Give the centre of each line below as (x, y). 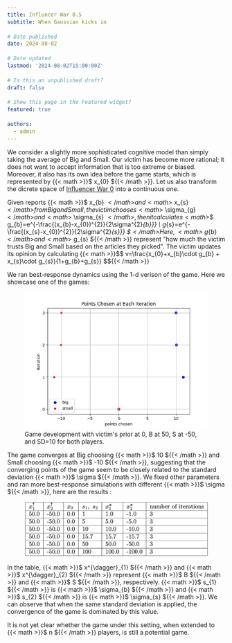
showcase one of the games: (48, 282)
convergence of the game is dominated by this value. (83, 611)
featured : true (29, 110)
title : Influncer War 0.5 (44, 15)
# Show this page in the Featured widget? (69, 102)
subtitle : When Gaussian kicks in (57, 22)
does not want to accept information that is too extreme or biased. (101, 167)
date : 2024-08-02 (32, 44)
